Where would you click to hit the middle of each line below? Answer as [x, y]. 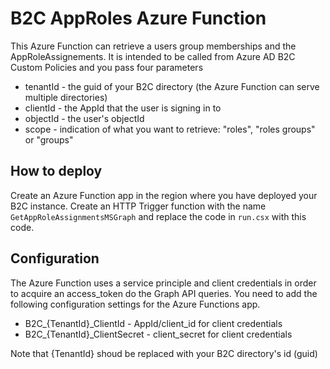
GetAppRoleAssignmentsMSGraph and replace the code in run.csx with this [158, 216]
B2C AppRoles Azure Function [138, 18]
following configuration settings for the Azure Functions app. [135, 304]
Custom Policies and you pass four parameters [107, 67]
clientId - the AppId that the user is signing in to [123, 108]
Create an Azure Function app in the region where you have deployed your [164, 195]
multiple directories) [66, 97]
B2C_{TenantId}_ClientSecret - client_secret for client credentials [158, 334]
